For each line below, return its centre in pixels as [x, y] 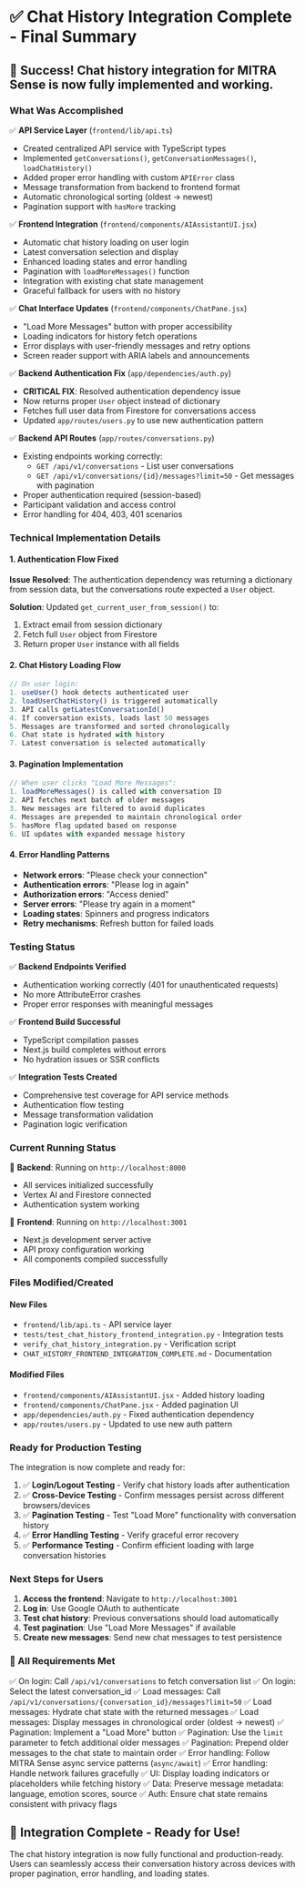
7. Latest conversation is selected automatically [107, 744]
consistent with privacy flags [63, 1803]
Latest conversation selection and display [101, 251]
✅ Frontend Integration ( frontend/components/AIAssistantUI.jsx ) [133, 224]
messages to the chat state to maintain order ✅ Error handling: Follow [140, 1752]
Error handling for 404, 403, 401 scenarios [102, 514]
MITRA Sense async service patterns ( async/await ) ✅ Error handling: [139, 1762]
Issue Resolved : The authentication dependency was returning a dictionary [151, 579]
